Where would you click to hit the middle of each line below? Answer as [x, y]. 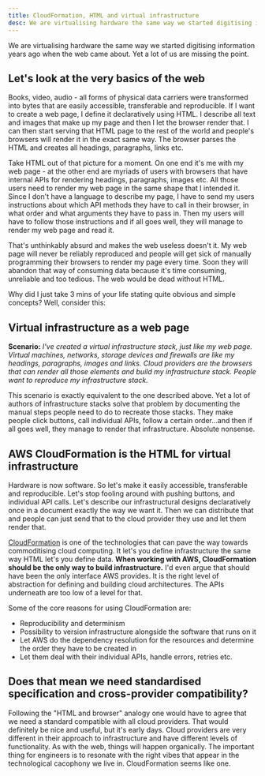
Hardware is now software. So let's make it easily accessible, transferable [128, 485]
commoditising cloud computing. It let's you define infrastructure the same [129, 550]
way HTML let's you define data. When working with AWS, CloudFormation [132, 559]
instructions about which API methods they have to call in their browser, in [129, 205]
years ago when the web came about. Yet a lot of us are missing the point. [129, 54]
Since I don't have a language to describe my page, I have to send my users [131, 197]
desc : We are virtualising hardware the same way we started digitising [130, 23]
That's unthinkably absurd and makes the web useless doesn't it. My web [127, 246]
